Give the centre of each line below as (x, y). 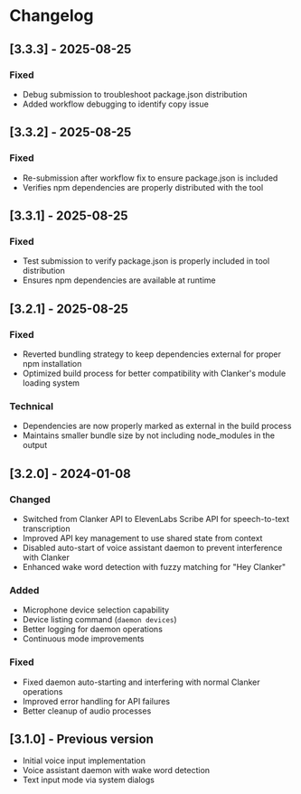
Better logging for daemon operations (92, 630)
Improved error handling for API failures (96, 701)
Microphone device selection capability (96, 610)
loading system (51, 383)
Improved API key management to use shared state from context (142, 537)
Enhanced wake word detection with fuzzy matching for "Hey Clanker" (154, 566)
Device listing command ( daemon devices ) (100, 620)
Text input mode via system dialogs (89, 780)
